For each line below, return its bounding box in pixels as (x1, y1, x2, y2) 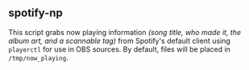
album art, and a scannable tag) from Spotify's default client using (8, 36, 231, 45)
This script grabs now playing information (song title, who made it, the (8, 27, 242, 37)
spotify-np (8, 6, 63, 20)
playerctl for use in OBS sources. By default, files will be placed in (8, 44, 231, 54)
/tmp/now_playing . (8, 52, 68, 62)
